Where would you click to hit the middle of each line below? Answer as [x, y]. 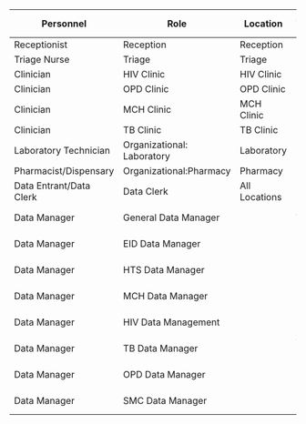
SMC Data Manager [165, 401]
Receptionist [41, 45]
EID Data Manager [162, 243]
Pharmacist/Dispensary [64, 171]
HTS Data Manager [163, 270]
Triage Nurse [42, 60]
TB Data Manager [160, 348]
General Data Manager [171, 217]
